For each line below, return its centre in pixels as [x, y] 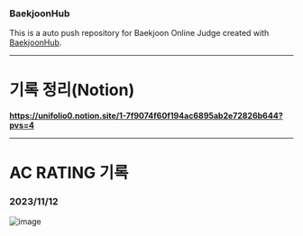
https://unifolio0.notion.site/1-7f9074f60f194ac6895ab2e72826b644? [146, 116]
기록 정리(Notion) [72, 91]
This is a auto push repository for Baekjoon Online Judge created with [139, 33]
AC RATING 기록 [69, 173]
